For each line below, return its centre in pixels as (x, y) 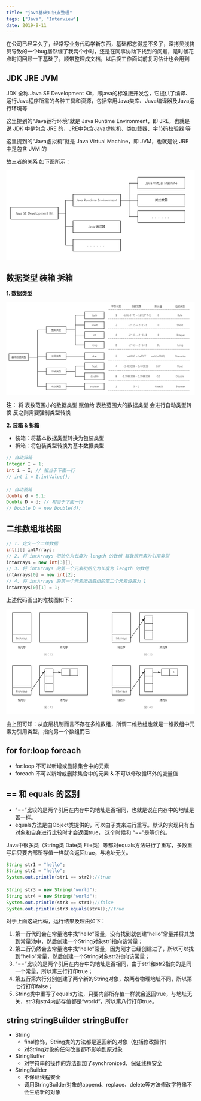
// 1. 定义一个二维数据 (32, 543)
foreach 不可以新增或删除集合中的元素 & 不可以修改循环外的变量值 (96, 773)
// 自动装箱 (19, 489)
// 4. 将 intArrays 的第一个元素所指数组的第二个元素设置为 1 (76, 582)
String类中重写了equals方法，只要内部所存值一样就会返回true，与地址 (101, 994)
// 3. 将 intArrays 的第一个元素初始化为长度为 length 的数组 (78, 569)
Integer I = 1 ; (25, 464)
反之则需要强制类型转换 (42, 413)
